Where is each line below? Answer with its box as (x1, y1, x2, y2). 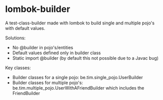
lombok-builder (5, 3, 71, 15)
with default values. (5, 25, 46, 31)
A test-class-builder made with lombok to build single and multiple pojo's (5, 20, 155, 26)
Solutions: (5, 35, 26, 41)
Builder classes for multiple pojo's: (12, 80, 83, 86)
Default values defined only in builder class (12, 50, 101, 56)
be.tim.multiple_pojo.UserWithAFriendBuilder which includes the (12, 85, 145, 91)
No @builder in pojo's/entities (12, 44, 74, 50)
